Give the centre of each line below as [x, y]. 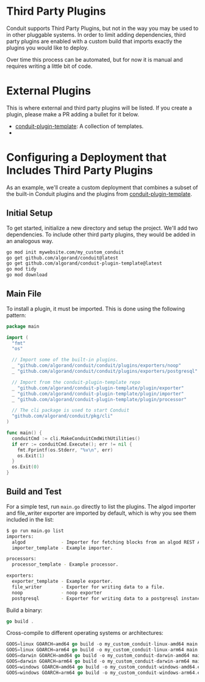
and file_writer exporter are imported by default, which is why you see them [101, 513]
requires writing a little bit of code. [49, 66]
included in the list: [30, 519]
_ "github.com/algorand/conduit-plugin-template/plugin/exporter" [98, 388]
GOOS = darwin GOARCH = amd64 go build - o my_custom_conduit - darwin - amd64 [98, 656]
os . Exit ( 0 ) [26, 467]
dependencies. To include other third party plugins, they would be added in [101, 234]
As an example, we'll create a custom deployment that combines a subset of [102, 187]
